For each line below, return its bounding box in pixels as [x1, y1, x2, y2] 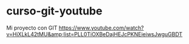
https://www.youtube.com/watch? [58, 24, 144, 31]
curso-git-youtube [6, 4, 103, 18]
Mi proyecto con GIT [6, 24, 58, 31]
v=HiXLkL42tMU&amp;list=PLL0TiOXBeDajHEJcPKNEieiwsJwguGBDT [6, 30, 183, 37]
